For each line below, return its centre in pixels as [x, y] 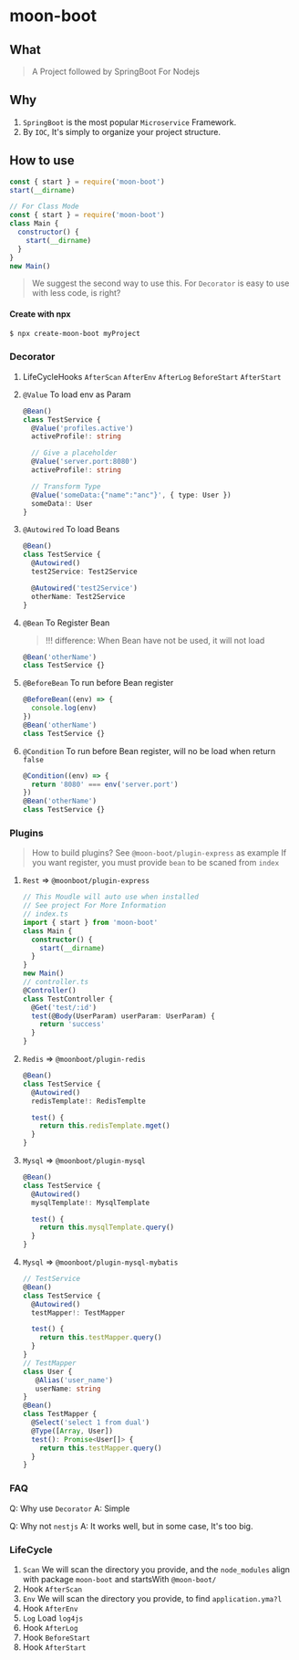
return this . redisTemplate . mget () [105, 1126]
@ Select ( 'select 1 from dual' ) [91, 1423]
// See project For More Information [94, 906]
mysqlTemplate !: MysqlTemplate [91, 1203]
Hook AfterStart [54, 1647]
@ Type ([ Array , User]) [72, 1431]
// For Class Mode [44, 206]
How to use [42, 161]
